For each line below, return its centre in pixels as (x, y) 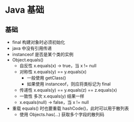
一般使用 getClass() (46, 78)
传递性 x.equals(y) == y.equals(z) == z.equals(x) (68, 90)
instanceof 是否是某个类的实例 (43, 54)
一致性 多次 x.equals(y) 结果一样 (52, 96)
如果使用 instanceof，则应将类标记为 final (69, 84)
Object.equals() (28, 60)
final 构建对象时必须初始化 (38, 42)
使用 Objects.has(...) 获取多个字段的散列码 (62, 114)
